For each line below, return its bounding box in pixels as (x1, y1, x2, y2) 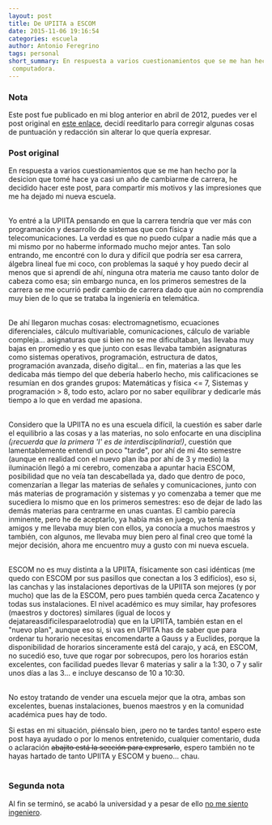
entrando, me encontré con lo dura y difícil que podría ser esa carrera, (8, 251, 243, 260)
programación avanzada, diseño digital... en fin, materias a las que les (8, 361, 241, 371)
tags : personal (8, 49, 60, 58)
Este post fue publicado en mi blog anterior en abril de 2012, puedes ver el (8, 110, 257, 120)
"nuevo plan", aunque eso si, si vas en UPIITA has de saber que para (8, 625, 237, 635)
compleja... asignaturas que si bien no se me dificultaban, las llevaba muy (8, 335, 254, 345)
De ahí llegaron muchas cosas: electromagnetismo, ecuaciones (8, 318, 220, 328)
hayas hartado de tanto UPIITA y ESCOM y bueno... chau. (8, 751, 200, 761)
